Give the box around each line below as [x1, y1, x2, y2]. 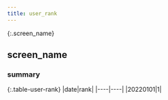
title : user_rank [7, 10, 58, 17]
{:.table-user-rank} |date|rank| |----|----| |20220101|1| [7, 86, 162, 94]
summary [7, 70, 40, 79]
